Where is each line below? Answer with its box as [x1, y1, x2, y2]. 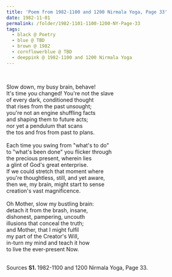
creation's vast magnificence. [6, 187, 81, 194]
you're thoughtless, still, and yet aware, [6, 174, 106, 181]
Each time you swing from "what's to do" [6, 141, 110, 149]
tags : [6, 26, 20, 32]
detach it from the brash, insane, [6, 206, 88, 214]
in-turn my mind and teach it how [6, 239, 90, 246]
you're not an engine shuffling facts [6, 109, 96, 116]
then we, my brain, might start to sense [6, 180, 105, 188]
